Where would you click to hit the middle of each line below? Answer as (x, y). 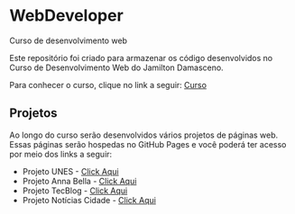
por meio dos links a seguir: (61, 154)
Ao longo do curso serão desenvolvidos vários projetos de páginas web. (144, 135)
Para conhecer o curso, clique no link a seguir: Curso (108, 85)
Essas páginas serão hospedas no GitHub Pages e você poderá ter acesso (148, 144)
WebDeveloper (66, 16)
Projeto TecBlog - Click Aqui (75, 191)
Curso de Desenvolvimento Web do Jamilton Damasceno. (116, 67)
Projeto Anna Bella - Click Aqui (79, 181)
